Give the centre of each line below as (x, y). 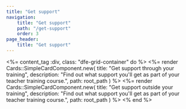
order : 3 (28, 34)
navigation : (21, 17)
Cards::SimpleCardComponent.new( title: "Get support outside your (90, 87)
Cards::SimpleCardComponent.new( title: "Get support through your (90, 68)
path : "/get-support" (44, 28)
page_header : (22, 39)
